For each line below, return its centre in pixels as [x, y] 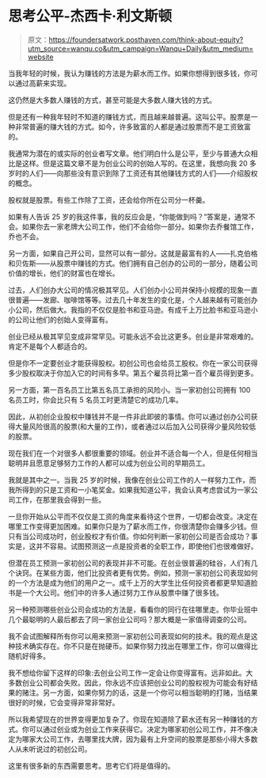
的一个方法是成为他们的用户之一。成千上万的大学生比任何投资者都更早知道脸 [133, 583]
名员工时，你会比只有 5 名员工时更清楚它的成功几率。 [96, 400]
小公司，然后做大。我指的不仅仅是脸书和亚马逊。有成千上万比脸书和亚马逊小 [133, 309]
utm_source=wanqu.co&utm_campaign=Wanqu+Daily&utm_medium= [141, 48]
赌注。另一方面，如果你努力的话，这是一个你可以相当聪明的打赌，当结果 [140, 693]
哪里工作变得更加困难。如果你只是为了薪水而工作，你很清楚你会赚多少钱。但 [133, 526]
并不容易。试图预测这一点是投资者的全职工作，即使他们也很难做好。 [146, 546]
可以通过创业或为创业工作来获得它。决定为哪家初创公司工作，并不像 [140, 729]
